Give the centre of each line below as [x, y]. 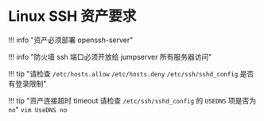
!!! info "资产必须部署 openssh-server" [71, 40]
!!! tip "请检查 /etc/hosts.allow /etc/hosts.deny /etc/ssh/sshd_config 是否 [131, 73]
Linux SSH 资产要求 [72, 16]
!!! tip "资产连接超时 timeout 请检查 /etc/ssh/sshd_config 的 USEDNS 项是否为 [132, 100]
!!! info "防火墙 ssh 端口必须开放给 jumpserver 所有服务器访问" [110, 57]
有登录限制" [27, 84]
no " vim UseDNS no [38, 109]
